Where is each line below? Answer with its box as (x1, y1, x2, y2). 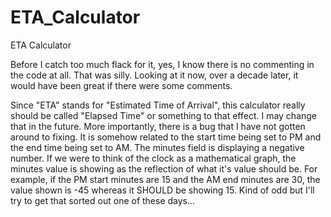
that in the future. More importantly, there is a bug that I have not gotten (10, 120, 306, 132)
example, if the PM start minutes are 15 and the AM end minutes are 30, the (10, 173, 321, 185)
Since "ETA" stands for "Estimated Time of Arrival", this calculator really (10, 99, 306, 111)
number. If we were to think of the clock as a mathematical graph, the (10, 152, 297, 164)
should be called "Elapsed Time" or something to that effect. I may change (10, 109, 318, 121)
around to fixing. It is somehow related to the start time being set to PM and (10, 131, 322, 143)
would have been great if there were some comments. (10, 79, 233, 91)
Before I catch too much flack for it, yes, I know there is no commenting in (10, 58, 315, 70)
